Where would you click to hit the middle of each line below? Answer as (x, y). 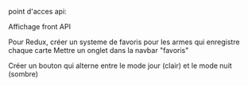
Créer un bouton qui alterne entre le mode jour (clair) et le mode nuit (120, 65)
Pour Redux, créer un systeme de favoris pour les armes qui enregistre (124, 42)
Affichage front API (40, 26)
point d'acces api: (38, 11)
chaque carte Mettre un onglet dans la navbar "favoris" (99, 50)
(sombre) (23, 74)
